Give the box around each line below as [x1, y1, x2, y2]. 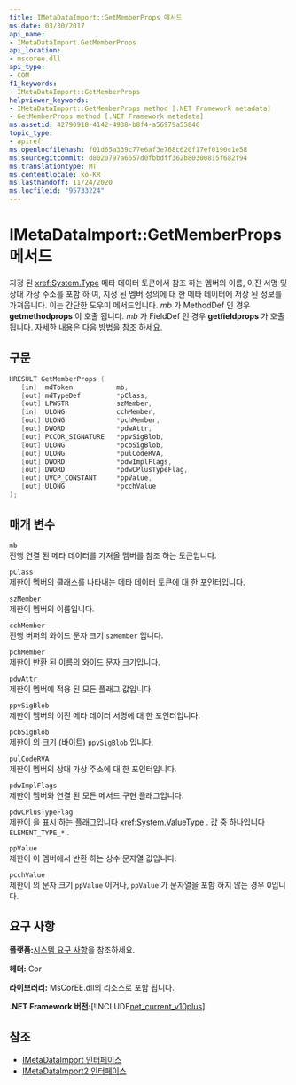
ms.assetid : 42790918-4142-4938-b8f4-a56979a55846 [9, 121, 200, 130]
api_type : [9, 63, 46, 72]
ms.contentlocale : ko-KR [9, 170, 101, 179]
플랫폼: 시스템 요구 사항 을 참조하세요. [9, 944, 136, 955]
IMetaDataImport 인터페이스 [21, 1055, 122, 1065]
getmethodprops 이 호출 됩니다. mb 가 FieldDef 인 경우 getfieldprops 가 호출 [9, 310, 285, 321]
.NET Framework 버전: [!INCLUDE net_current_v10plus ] [9, 1001, 206, 1011]
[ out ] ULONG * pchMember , [20, 416, 161, 425]
